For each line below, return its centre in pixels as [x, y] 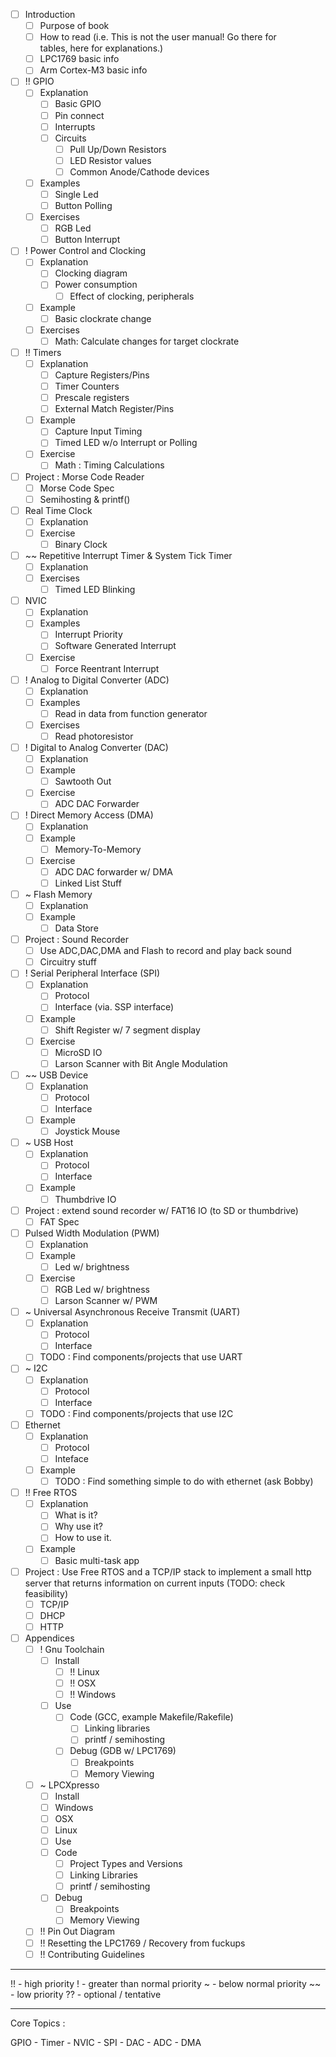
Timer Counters [87, 386]
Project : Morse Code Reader [84, 476]
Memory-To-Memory [98, 849]
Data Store [76, 928]
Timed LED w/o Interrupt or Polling [126, 443]
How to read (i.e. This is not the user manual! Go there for [158, 37]
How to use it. [83, 1538]
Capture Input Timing [98, 431]
